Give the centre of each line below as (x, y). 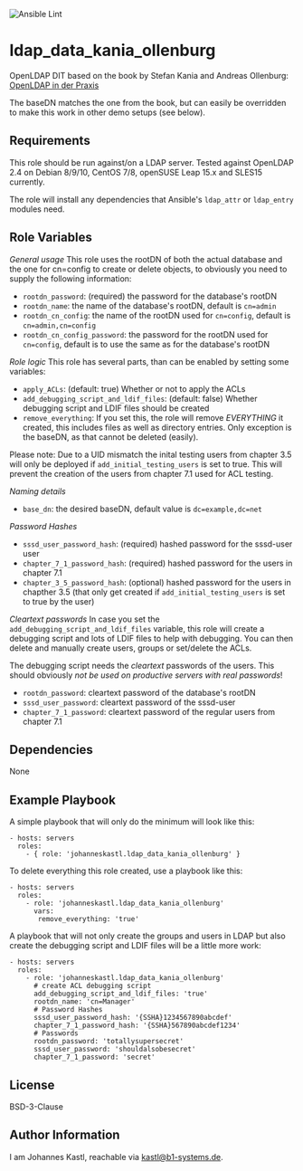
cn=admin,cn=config (59, 326)
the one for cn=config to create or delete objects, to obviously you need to (148, 269)
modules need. (37, 209)
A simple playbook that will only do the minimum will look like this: (132, 822)
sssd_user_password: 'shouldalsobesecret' (114, 1050)
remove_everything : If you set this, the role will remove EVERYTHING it (153, 417)
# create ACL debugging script (92, 986)
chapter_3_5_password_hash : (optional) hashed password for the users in (156, 582)
